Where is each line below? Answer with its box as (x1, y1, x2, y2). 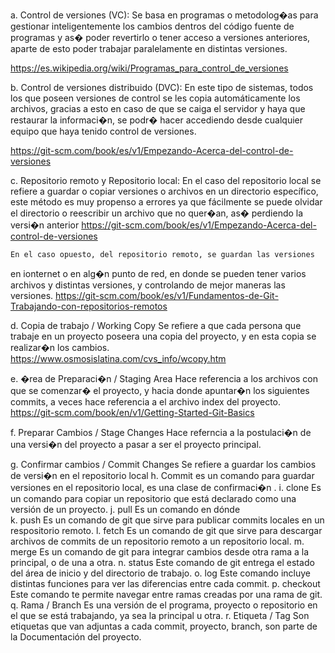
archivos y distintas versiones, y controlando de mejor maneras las (10, 279, 286, 291)
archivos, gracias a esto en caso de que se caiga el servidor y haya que (10, 103, 306, 114)
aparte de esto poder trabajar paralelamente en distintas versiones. (10, 43, 288, 54)
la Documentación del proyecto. (10, 631, 142, 643)
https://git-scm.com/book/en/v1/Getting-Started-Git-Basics (10, 407, 255, 418)
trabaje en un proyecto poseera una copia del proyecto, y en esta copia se (10, 330, 317, 342)
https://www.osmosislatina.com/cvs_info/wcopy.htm (10, 353, 227, 364)
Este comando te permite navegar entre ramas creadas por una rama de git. (10, 589, 323, 600)
